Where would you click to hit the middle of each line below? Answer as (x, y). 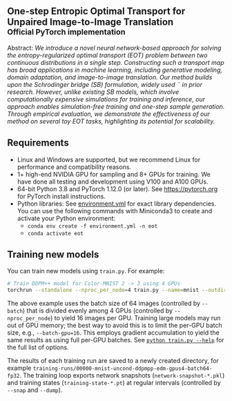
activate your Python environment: (66, 218)
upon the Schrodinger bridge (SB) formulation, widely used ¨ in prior (105, 84)
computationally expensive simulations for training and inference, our (106, 99)
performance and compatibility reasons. (74, 167)
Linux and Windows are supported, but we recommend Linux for (109, 159)
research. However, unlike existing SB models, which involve (93, 92)
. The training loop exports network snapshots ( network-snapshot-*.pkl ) (122, 375)
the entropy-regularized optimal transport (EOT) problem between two (107, 55)
